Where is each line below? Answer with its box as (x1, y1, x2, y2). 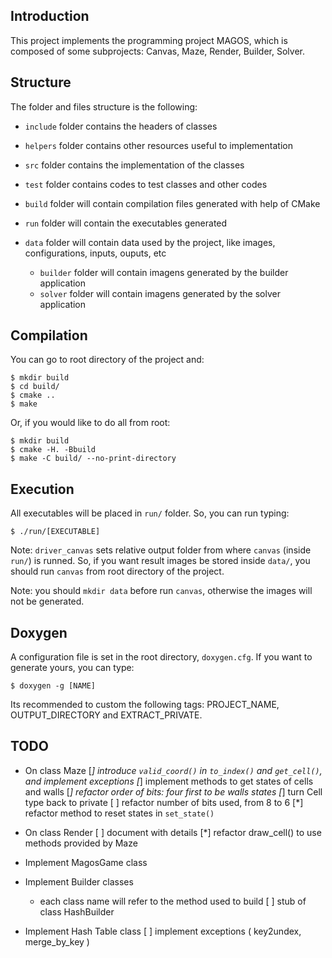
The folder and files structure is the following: (10, 100, 198, 113)
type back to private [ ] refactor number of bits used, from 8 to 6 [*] (24, 796, 304, 808)
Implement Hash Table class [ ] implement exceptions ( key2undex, (24, 925, 302, 937)
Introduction (10, 8, 90, 25)
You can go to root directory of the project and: (10, 354, 205, 366)
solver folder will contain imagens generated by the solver (39, 287, 281, 299)
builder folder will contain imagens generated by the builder (39, 266, 289, 278)
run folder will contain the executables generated (24, 217, 228, 229)
